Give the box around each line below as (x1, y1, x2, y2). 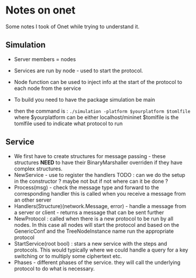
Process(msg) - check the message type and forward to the (13, 183, 159, 191)
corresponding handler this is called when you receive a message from (13, 190, 186, 197)
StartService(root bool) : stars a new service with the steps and (13, 240, 168, 247)
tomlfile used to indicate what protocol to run (13, 120, 123, 127)
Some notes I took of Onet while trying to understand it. (5, 23, 140, 30)
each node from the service (13, 85, 82, 92)
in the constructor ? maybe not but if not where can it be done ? (13, 177, 168, 185)
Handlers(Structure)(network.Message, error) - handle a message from (13, 202, 187, 209)
